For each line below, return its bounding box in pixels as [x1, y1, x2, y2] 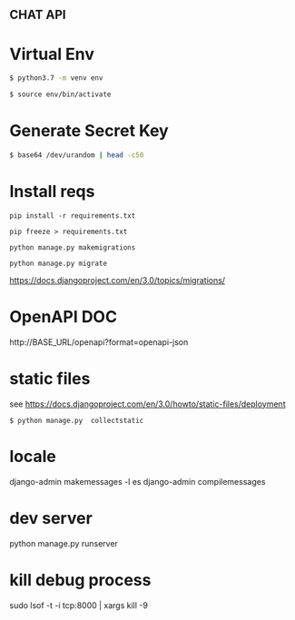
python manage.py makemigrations [9, 242, 136, 252]
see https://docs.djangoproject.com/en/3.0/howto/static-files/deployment [9, 399, 286, 409]
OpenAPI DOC [9, 307, 118, 328]
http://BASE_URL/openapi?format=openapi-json [9, 336, 189, 348]
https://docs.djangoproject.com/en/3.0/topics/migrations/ [9, 274, 225, 285]
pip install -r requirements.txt [9, 211, 136, 221]
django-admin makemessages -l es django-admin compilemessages [9, 476, 266, 487]
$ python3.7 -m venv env [9, 74, 103, 83]
